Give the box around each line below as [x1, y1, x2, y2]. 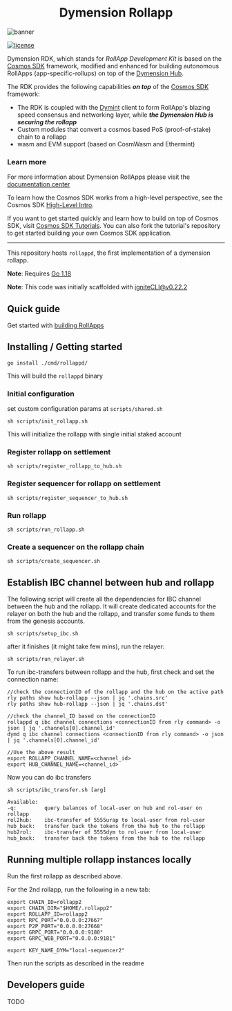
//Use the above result [7, 749, 76, 756]
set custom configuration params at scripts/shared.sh [7, 405, 163, 413]
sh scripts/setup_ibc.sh [7, 630, 79, 637]
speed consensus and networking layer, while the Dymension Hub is [17, 110, 214, 119]
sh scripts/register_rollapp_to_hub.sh [7, 463, 122, 470]
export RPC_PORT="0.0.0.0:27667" [7, 916, 104, 923]
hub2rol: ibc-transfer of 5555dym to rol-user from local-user [7, 829, 202, 836]
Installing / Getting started [7, 341, 123, 353]
